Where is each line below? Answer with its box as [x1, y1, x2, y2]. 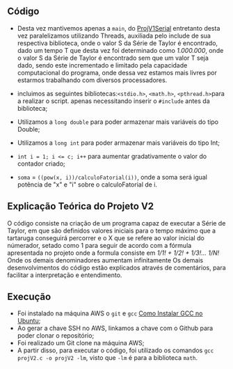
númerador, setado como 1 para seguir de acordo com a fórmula [7, 241, 192, 249]
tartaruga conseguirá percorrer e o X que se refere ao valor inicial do [7, 233, 205, 242]
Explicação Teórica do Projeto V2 [7, 201, 154, 212]
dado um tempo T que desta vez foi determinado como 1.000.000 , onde [17, 46, 224, 54]
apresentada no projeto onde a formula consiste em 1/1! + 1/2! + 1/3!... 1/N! [7, 249, 220, 257]
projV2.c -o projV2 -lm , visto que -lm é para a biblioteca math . [17, 354, 198, 362]
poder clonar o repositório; [17, 331, 95, 340]
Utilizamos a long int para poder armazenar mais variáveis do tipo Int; [17, 139, 220, 147]
